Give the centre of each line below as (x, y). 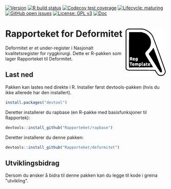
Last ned (19, 75)
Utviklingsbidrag (32, 163)
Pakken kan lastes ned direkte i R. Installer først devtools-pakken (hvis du (82, 87)
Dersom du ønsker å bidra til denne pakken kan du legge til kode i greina (81, 175)
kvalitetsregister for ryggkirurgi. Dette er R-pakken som (63, 53)
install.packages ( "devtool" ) (36, 102)
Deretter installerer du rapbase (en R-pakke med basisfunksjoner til (76, 112)
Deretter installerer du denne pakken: (45, 137)
